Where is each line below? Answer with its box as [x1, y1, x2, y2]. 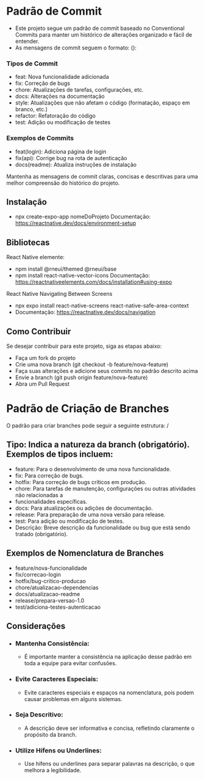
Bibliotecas [6, 237, 50, 248]
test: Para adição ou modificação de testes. [15, 517, 125, 524]
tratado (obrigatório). [15, 530, 68, 537]
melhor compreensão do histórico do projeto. [6, 179, 120, 186]
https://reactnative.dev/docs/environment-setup [15, 219, 136, 227]
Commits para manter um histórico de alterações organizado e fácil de [15, 31, 192, 38]
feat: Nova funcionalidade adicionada [15, 73, 110, 81]
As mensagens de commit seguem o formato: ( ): [15, 44, 137, 51]
